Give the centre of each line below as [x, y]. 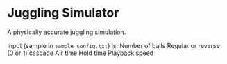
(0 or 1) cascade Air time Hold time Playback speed [81, 53]
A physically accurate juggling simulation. [67, 32]
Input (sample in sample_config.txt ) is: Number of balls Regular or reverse [113, 45]
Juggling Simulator [63, 13]
